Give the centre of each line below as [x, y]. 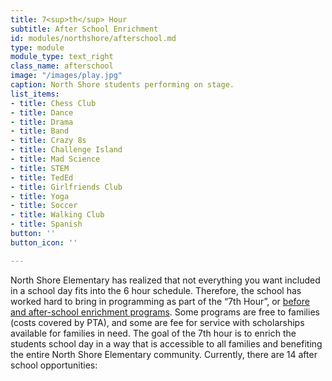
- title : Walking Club [57, 215]
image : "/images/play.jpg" [66, 76]
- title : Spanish [46, 224]
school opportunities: [54, 365]
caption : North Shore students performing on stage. [122, 85]
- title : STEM [40, 168]
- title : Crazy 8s [48, 141]
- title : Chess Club [53, 103]
